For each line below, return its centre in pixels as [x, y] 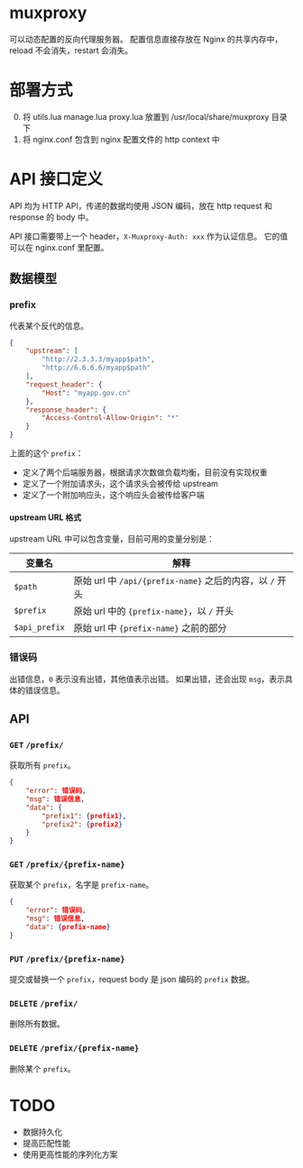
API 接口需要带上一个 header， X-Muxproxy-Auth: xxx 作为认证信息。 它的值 [149, 236]
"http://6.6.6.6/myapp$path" [96, 368]
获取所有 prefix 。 [42, 765]
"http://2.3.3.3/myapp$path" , [98, 360]
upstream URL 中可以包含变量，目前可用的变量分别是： [112, 539]
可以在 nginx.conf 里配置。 [59, 247]
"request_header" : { [64, 384]
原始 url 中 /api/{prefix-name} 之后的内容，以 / [174, 581]
